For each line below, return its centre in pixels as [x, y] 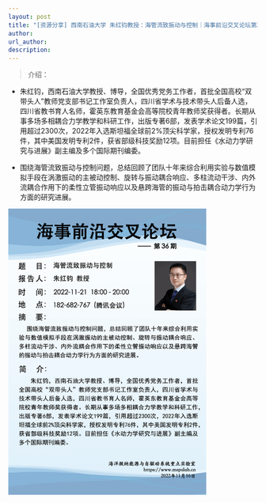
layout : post [30, 17]
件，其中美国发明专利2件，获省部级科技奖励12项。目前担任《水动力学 [133, 141]
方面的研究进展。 [47, 197]
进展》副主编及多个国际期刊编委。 [89, 151]
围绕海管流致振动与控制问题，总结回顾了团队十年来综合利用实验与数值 [134, 168]
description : [30, 50]
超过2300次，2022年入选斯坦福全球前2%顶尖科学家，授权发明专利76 [140, 131]
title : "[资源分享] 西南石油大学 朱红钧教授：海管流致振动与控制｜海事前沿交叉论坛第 [133, 25]
